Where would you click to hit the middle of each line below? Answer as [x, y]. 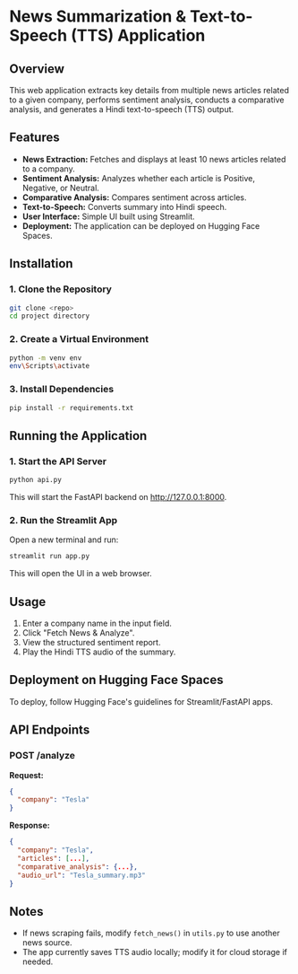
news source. [47, 943]
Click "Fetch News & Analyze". [78, 633]
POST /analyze [43, 756]
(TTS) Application [138, 35]
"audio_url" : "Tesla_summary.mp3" [81, 875]
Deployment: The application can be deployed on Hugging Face [141, 225]
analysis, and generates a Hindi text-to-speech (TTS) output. [122, 109]
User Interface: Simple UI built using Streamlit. [108, 216]
